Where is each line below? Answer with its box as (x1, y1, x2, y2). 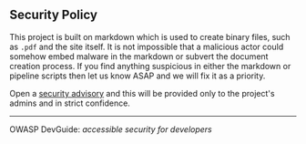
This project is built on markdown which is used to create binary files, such (9, 31, 291, 42)
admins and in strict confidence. (9, 98, 130, 108)
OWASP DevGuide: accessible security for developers (9, 123, 212, 135)
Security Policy (9, 7, 98, 23)
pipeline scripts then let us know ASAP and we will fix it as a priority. (9, 70, 266, 81)
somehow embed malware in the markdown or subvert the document (9, 50, 269, 62)
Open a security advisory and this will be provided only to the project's (9, 87, 275, 98)
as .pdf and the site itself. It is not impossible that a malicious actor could (9, 41, 284, 52)
